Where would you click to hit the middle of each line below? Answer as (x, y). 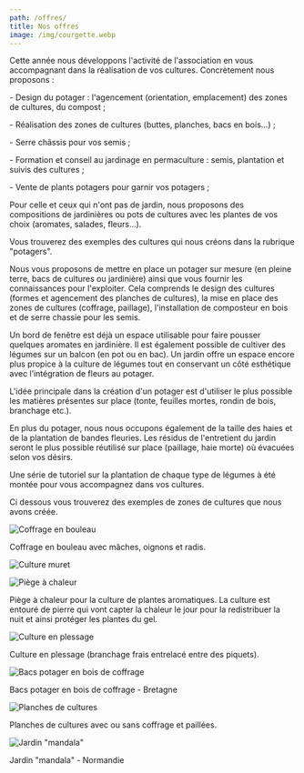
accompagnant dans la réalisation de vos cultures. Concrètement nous (142, 70)
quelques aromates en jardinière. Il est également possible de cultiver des (148, 345)
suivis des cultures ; (47, 170)
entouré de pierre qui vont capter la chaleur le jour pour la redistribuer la (145, 609)
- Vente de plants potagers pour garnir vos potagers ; (110, 187)
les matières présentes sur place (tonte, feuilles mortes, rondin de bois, (143, 401)
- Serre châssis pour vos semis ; (70, 143)
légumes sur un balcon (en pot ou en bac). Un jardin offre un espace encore (152, 355)
